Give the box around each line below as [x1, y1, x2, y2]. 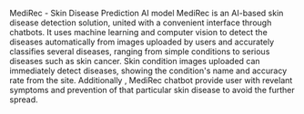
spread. [9, 94, 38, 105]
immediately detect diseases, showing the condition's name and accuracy [9, 65, 288, 76]
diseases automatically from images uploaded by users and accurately [9, 36, 275, 47]
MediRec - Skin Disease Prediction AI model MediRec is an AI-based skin [9, 8, 284, 18]
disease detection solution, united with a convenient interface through [9, 17, 272, 28]
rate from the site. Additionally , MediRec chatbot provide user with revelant [9, 75, 293, 85]
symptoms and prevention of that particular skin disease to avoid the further [9, 85, 295, 95]
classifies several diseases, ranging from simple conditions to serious [9, 46, 270, 57]
